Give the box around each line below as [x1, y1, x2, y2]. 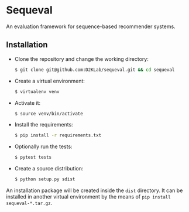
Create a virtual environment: [14, 77, 85, 84]
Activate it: [14, 99, 41, 106]
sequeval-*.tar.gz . [6, 200, 53, 206]
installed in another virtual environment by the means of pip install [6, 193, 171, 200]
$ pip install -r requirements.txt [14, 132, 102, 138]
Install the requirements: [14, 121, 73, 128]
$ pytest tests [14, 155, 52, 160]
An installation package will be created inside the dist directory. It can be [6, 187, 183, 194]
